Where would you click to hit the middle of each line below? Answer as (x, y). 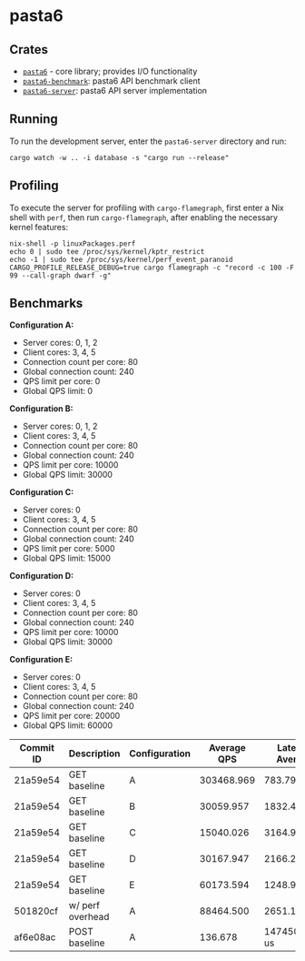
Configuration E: (41, 660)
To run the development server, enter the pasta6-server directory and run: (148, 141)
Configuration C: (42, 492)
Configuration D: (42, 576)
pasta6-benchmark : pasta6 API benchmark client (112, 81)
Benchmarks (46, 303)
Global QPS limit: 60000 (68, 725)
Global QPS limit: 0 (58, 391)
